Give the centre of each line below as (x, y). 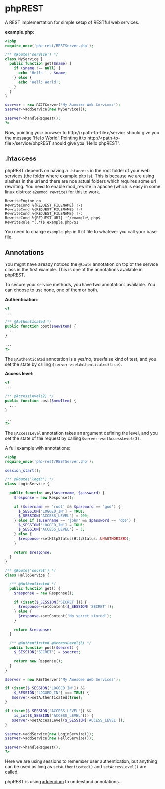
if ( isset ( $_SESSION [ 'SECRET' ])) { (51, 602)
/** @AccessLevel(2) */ (30, 396)
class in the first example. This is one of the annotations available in (74, 269)
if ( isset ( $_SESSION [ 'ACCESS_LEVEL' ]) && (48, 711)
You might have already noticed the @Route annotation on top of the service (82, 264)
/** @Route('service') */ (32, 54)
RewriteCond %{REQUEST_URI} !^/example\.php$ (53, 218)
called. (12, 772)
